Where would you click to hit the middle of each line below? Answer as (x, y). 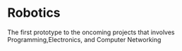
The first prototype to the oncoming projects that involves (91, 32)
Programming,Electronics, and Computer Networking (84, 39)
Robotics (34, 13)
